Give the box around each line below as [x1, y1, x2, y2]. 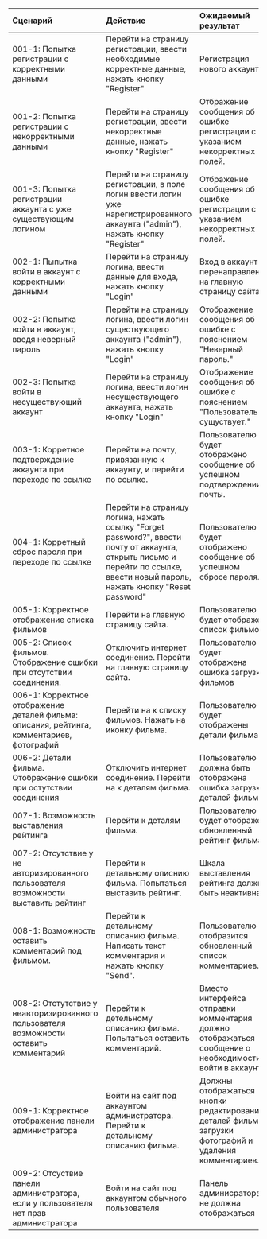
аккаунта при [12, 464, 64, 475]
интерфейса [199, 993, 246, 1004]
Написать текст [106, 940, 166, 951]
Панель [199, 1178, 229, 1188]
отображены [199, 720, 249, 730]
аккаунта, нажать [106, 402, 173, 412]
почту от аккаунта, [106, 542, 179, 552]
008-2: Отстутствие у [12, 998, 98, 1008]
